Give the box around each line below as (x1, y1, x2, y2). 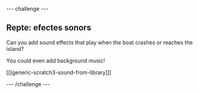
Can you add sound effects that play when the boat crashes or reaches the (6, 39, 193, 46)
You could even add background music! (6, 57, 105, 64)
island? (6, 45, 24, 52)
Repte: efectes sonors (6, 22, 92, 33)
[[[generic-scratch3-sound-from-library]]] (6, 69, 112, 76)
